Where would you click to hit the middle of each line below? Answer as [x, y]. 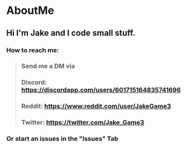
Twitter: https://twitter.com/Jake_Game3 [83, 123]
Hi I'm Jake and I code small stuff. [71, 33]
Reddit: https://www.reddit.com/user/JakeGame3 [96, 106]
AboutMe [30, 11]
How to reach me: [33, 50]
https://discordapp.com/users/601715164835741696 [101, 90]
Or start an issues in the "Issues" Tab [62, 139]
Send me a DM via [48, 66]
